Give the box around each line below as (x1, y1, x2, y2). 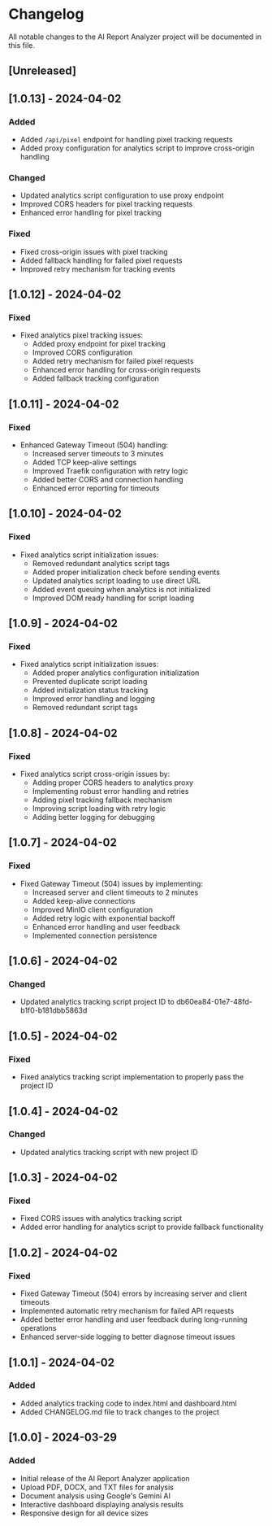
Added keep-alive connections (32, 896, 136, 905)
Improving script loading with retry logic (32, 804, 166, 813)
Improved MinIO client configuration (32, 905, 153, 914)
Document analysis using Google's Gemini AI (19, 1490, 171, 1501)
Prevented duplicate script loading (32, 677, 148, 687)
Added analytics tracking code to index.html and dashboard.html (19, 1398, 237, 1408)
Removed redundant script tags (32, 703, 138, 713)
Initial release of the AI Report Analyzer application (19, 1473, 190, 1483)
